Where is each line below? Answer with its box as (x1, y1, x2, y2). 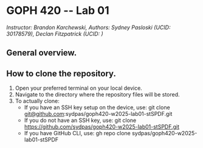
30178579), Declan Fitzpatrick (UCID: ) (6, 30, 103, 37)
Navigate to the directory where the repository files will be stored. (15, 91, 181, 98)
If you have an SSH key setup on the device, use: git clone (24, 104, 170, 111)
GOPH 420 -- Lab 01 (6, 4, 109, 18)
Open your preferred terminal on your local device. (15, 84, 143, 92)
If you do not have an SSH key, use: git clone (24, 116, 137, 124)
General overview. (6, 48, 77, 58)
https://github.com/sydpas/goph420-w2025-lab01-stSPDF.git (24, 123, 180, 130)
